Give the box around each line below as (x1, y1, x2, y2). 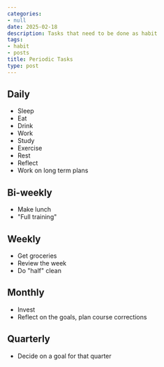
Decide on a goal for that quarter (17, 352, 112, 360)
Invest (17, 305, 36, 314)
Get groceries (17, 251, 57, 260)
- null (7, 17, 27, 24)
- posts (7, 50, 30, 57)
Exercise (17, 144, 43, 153)
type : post (7, 62, 39, 69)
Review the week (17, 259, 67, 268)
